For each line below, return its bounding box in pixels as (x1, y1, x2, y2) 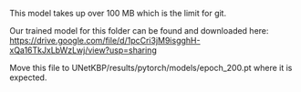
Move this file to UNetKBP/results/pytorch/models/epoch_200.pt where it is (9, 63, 293, 73)
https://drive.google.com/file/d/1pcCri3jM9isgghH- (9, 36, 201, 46)
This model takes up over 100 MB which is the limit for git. (9, 8, 226, 18)
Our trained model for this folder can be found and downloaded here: (9, 26, 269, 36)
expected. (9, 72, 47, 83)
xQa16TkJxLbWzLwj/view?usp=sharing (9, 45, 157, 56)
